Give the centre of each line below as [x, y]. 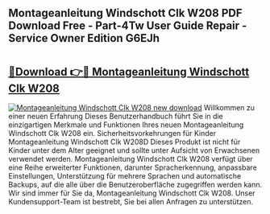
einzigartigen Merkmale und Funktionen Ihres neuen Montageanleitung [126, 125]
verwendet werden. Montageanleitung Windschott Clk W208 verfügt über [131, 159]
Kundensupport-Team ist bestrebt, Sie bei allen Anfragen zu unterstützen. [131, 202]
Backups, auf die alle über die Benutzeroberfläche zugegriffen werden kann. [135, 185]
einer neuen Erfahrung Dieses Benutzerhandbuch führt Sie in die [116, 116]
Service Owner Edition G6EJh [84, 38]
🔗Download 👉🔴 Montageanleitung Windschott [129, 72]
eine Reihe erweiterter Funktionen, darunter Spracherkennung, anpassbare [133, 167]
